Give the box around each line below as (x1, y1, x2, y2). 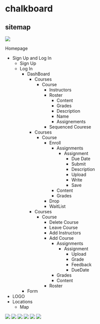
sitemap (5, 23, 31, 31)
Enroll (49, 140, 61, 146)
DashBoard (27, 71, 50, 77)
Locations (12, 299, 33, 305)
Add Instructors (49, 230, 81, 236)
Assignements (56, 119, 86, 125)
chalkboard (5, 3, 53, 14)
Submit (71, 161, 86, 167)
